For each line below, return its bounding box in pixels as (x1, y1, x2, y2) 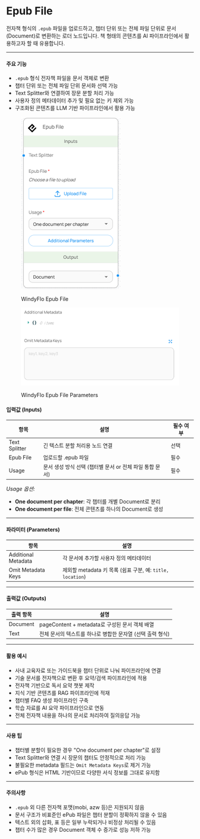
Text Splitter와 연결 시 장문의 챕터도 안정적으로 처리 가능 (14, 753, 146, 761)
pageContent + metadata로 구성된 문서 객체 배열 (39, 621, 155, 628)
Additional (8, 551, 34, 558)
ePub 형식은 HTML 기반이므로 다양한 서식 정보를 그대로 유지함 (14, 768, 160, 776)
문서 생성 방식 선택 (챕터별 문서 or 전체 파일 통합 (43, 463, 155, 471)
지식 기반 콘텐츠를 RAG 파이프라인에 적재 (14, 689, 110, 696)
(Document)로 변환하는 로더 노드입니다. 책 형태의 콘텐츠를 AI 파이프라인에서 (6, 32, 183, 39)
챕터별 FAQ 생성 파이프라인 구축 (14, 697, 89, 704)
